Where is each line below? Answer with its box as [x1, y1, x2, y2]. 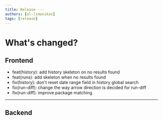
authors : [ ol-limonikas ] [5, 12, 55, 17]
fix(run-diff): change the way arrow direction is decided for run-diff [12, 85, 147, 90]
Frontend [5, 56, 33, 65]
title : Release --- [5, 7, 45, 12]
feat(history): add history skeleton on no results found [12, 69, 120, 75]
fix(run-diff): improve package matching [12, 90, 93, 96]
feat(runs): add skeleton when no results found [12, 74, 106, 80]
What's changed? [5, 37, 78, 48]
